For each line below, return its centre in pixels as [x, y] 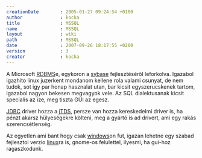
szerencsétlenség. [29, 124]
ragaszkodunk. [25, 148]
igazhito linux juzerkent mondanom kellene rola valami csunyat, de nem [95, 80]
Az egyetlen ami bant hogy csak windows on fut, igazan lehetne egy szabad [100, 136]
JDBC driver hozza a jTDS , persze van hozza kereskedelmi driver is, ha [94, 111]
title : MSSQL [43, 23]
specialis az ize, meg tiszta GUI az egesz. [58, 100]
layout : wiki [42, 34]
